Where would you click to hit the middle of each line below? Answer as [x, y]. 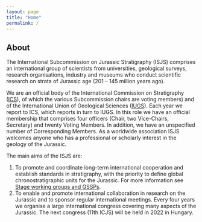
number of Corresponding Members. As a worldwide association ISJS [93, 132]
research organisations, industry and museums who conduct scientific [94, 75]
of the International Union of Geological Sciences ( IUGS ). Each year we [94, 106]
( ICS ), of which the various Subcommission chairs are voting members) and [100, 100]
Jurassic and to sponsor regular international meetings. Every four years [105, 200]
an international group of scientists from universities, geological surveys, [96, 68]
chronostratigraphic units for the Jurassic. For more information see [99, 180]
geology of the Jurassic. [36, 144]
